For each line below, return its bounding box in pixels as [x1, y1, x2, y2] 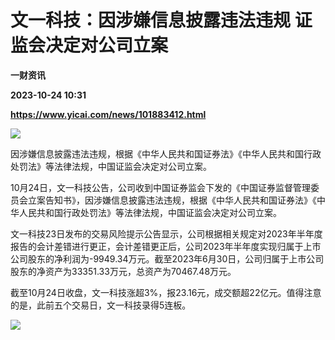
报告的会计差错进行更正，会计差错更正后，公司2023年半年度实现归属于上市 [10, 240, 322, 252]
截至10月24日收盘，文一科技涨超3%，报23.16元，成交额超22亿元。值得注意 [10, 286, 322, 298]
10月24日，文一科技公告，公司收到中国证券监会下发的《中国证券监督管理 [10, 181, 311, 193]
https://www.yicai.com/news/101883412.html [10, 108, 207, 120]
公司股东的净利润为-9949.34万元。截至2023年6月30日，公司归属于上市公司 [10, 252, 325, 265]
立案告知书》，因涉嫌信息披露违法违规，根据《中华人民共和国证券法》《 [27, 194, 317, 206]
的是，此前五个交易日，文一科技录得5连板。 [10, 299, 192, 311]
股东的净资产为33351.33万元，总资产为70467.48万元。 [10, 265, 237, 277]
